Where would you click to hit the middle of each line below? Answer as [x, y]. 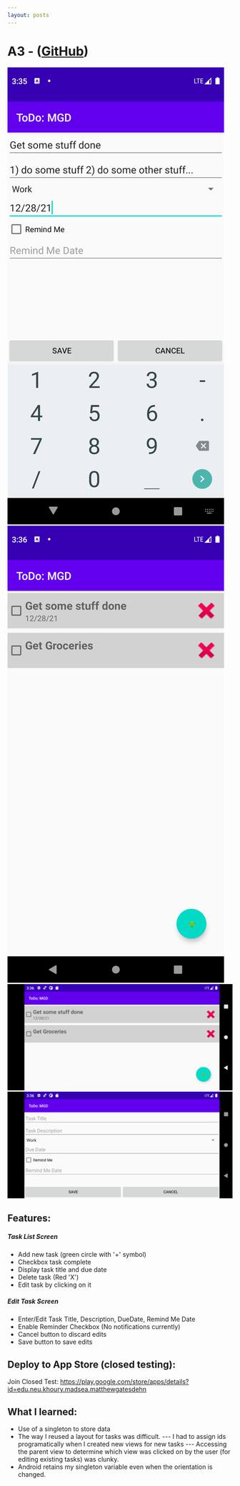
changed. [32, 1474]
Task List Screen [33, 1236]
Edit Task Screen [33, 1301]
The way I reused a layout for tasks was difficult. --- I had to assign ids [122, 1436]
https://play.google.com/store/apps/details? [125, 1382]
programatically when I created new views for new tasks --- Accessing [122, 1444]
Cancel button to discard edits [62, 1335]
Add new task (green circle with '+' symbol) [82, 1255]
